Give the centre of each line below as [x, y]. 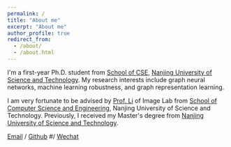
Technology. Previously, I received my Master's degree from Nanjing [106, 115]
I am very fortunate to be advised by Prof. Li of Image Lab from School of [112, 100]
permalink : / [26, 14]
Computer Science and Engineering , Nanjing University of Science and [109, 108]
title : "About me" [34, 20]
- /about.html [34, 53]
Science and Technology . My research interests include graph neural [106, 79]
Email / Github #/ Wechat [43, 136]
